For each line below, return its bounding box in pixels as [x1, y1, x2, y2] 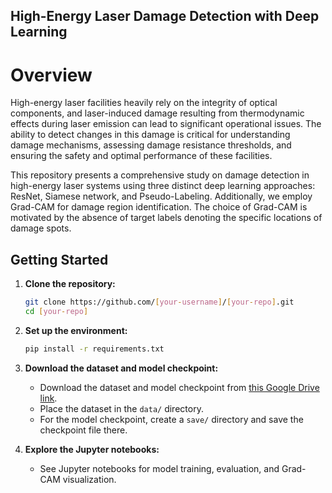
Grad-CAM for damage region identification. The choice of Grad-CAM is [10, 201, 308, 213]
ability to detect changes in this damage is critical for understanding [10, 129, 291, 141]
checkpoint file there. [39, 424, 128, 436]
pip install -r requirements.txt [24, 344, 165, 354]
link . [39, 392, 58, 404]
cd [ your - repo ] [24, 307, 89, 317]
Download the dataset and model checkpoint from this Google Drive [39, 381, 320, 393]
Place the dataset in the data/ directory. [39, 402, 204, 414]
